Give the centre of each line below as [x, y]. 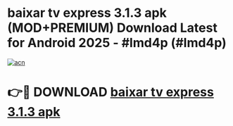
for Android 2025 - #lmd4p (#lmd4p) [117, 43]
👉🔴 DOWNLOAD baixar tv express [111, 92]
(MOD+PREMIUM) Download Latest [113, 28]
